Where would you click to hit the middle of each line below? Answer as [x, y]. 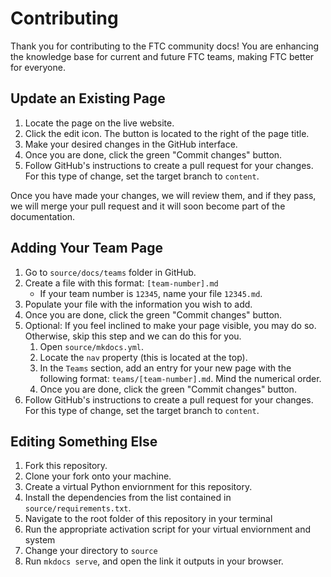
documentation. [43, 216]
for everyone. [38, 67]
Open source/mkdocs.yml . [91, 346]
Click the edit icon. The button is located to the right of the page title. [167, 133]
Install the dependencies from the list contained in [128, 498]
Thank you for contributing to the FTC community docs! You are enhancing [165, 46]
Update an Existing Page [88, 98]
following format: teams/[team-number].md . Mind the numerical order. [180, 378]
